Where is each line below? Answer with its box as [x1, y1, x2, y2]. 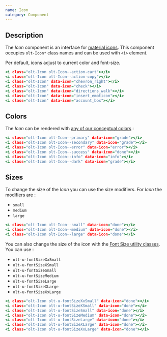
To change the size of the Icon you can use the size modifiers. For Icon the [5, 187, 162, 193]
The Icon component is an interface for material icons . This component [5, 44, 154, 51]
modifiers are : [5, 192, 36, 198]
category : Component [5, 12, 49, 17]
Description [5, 31, 43, 40]
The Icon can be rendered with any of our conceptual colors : [5, 126, 134, 132]
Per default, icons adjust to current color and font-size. [5, 59, 121, 66]
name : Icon [5, 7, 29, 13]
